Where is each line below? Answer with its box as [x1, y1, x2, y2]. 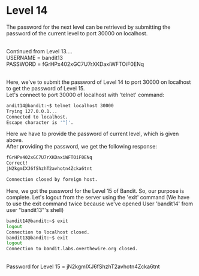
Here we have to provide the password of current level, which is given [6, 130, 179, 138]
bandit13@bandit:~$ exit [6, 235, 68, 241]
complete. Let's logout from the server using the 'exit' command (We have [6, 193, 190, 201]
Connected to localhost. [6, 114, 68, 120]
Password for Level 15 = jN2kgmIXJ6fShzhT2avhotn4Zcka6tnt [6, 263, 160, 270]
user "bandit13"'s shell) [6, 206, 64, 213]
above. [6, 137, 23, 144]
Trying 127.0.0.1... [6, 108, 58, 114]
